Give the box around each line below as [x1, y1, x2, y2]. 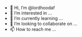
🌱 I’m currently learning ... [9, 15, 63, 21]
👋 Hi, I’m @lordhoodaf [9, 5, 55, 10]
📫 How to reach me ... [9, 26, 56, 32]
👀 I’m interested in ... [9, 10, 52, 16]
